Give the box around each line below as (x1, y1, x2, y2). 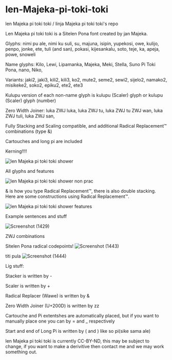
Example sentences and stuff (5, 213, 67, 219)
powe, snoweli (5, 51, 36, 57)
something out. (5, 349, 37, 355)
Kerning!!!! (5, 148, 27, 154)
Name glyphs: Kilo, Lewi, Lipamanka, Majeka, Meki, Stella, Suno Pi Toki (5, 61, 156, 67)
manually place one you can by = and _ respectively (5, 318, 115, 324)
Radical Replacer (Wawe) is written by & (5, 292, 90, 298)
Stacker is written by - (5, 273, 52, 279)
